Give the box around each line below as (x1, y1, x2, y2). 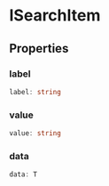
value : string (9, 129, 62, 138)
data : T (9, 170, 38, 179)
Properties (9, 41, 69, 56)
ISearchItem (9, 5, 101, 26)
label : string (9, 87, 62, 96)
